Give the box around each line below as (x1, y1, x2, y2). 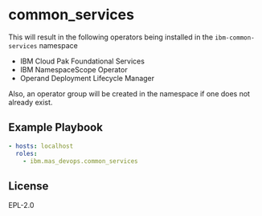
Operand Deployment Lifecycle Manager (19, 73, 155, 83)
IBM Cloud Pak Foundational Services (19, 56, 145, 66)
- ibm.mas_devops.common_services (23, 157, 138, 165)
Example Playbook (8, 120, 103, 134)
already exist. (8, 97, 53, 107)
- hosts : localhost (8, 142, 74, 150)
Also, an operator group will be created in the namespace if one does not (8, 88, 251, 98)
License (8, 179, 49, 193)
